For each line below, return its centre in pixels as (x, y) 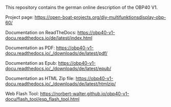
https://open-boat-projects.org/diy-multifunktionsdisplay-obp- (100, 17)
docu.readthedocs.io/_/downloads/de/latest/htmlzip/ (61, 84)
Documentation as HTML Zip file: (40, 78)
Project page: (19, 17)
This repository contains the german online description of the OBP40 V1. (82, 7)
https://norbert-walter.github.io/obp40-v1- (84, 93)
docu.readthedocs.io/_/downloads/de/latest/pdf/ (56, 53)
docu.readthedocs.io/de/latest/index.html (49, 38)
